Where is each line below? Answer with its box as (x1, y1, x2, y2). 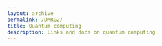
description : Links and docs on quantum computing (7, 28, 156, 36)
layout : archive (7, 9, 54, 17)
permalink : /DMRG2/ (7, 16, 63, 23)
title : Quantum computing (7, 22, 81, 29)
